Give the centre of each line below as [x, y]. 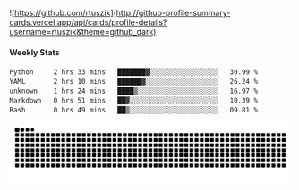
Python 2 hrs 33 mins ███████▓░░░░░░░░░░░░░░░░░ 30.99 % [133, 72]
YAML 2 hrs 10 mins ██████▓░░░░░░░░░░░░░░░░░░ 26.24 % [133, 82]
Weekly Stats [34, 52]
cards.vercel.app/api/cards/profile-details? [88, 22]
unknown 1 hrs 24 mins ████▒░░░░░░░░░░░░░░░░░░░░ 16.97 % [133, 91]
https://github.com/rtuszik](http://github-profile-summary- [123, 13]
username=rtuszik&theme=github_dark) [83, 32]
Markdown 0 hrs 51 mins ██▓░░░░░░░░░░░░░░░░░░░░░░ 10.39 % [133, 100]
